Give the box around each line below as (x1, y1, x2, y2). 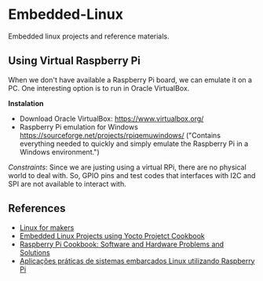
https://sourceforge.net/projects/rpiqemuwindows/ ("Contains (19, 130, 221, 140)
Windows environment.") (19, 147, 100, 156)
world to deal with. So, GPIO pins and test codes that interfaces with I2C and (8, 170, 256, 180)
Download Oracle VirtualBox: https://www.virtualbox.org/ (19, 114, 204, 123)
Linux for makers (19, 222, 75, 232)
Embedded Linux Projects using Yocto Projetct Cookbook (19, 231, 206, 240)
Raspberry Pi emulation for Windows (19, 122, 139, 131)
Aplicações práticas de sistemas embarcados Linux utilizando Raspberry (19, 256, 255, 265)
